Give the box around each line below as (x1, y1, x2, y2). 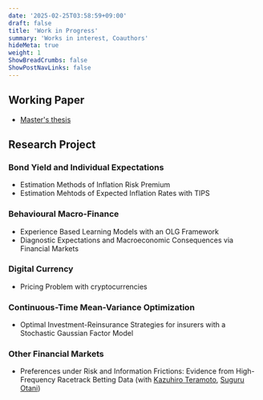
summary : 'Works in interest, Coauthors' (8, 34, 149, 42)
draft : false (8, 19, 52, 27)
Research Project (8, 138, 96, 151)
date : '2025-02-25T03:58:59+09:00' (8, 11, 127, 20)
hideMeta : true (8, 42, 59, 50)
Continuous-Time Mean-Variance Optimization (8, 302, 195, 313)
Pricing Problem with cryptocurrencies (19, 282, 148, 291)
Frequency (19, 375, 56, 385)
